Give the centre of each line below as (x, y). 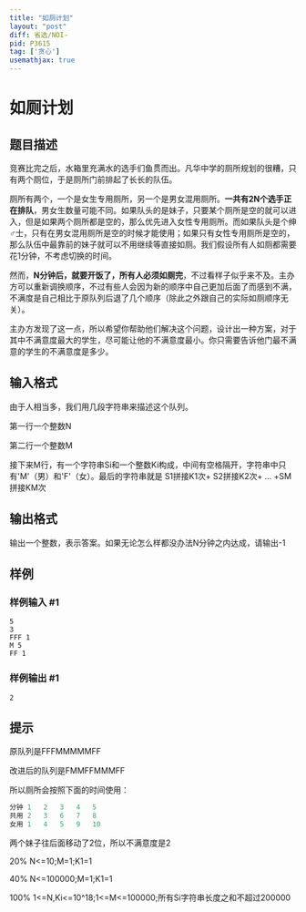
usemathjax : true (42, 60)
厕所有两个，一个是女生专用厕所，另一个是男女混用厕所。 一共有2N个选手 (147, 199)
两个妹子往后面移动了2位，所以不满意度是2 (90, 843)
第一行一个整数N (41, 425)
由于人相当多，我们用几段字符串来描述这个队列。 (101, 406)
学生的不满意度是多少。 (69, 351)
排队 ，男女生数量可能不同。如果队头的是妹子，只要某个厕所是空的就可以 (153, 210)
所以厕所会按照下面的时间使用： (69, 790)
